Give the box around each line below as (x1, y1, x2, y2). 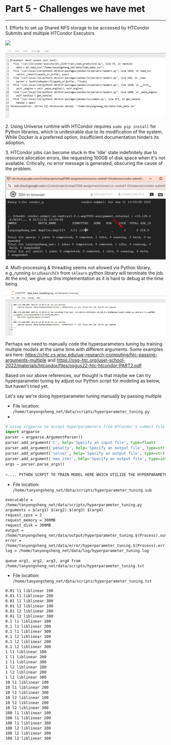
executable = (5, 497, 33, 503)
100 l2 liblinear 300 (5, 736, 51, 741)
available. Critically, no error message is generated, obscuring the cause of (5, 160, 163, 166)
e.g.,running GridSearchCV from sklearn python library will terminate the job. (5, 270, 164, 276)
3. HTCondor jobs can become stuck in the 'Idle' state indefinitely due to (5, 150, 157, 156)
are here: (5, 352, 24, 358)
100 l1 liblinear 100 (5, 710, 51, 715)
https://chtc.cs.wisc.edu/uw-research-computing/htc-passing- (25, 352, 158, 358)
